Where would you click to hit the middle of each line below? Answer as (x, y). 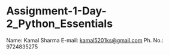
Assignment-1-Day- (56, 11)
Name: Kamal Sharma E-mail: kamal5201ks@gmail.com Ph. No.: (85, 40)
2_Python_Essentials (59, 24)
